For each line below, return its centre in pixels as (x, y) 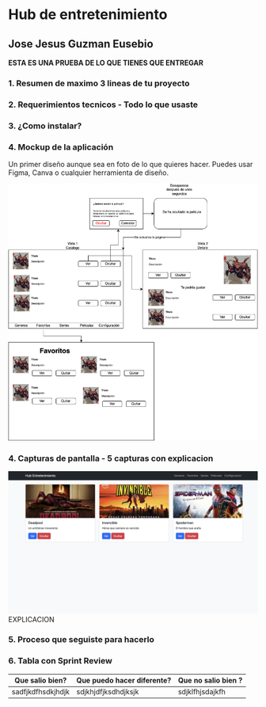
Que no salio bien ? (210, 680)
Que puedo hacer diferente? (124, 680)
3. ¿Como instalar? (45, 126)
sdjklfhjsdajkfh (201, 692)
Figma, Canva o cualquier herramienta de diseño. (89, 173)
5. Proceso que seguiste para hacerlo (81, 640)
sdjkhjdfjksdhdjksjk (108, 692)
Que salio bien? (41, 680)
